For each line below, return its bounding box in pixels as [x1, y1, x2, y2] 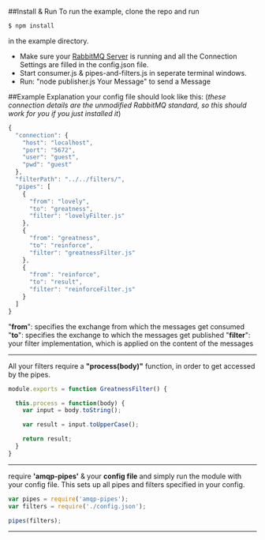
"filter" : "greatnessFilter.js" [28, 249, 136, 257]
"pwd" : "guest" [22, 161, 73, 169]
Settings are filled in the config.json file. [19, 59, 149, 69]
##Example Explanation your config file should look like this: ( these [8, 92, 226, 101]
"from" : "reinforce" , [28, 271, 101, 279]
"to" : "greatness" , [28, 204, 93, 212]
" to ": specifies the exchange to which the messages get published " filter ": [8, 330, 251, 339]
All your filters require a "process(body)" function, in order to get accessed [8, 361, 256, 370]
